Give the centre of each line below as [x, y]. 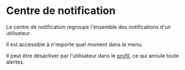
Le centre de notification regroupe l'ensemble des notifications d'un [89, 27]
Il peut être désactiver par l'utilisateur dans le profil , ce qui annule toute [92, 55]
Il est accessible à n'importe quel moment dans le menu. [75, 44]
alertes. [15, 62]
